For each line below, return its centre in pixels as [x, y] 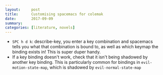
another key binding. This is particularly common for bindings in [76, 62]
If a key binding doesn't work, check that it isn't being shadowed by [80, 57]
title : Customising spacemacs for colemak [54, 14]
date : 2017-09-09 [29, 19]
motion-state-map [30, 68]
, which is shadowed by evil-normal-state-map [94, 67]
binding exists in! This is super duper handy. [56, 52]
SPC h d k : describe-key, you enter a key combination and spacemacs [82, 41]
